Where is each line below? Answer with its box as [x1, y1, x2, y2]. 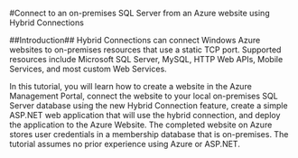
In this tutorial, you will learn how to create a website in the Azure [9, 81, 253, 91]
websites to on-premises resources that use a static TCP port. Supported [9, 44, 282, 55]
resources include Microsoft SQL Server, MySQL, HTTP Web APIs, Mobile [9, 54, 284, 64]
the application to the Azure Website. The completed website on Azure [9, 119, 273, 130]
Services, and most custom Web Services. [9, 63, 167, 74]
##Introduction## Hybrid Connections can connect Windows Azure [9, 35, 261, 45]
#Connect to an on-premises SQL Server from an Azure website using [9, 8, 270, 18]
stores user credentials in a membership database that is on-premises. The [9, 129, 289, 139]
